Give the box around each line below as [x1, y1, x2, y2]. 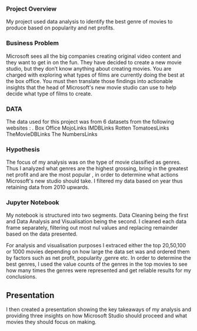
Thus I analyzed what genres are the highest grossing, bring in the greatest [6, 165, 188, 172]
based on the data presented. [6, 230, 78, 237]
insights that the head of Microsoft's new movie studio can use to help [6, 84, 176, 91]
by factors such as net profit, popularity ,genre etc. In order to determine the [6, 254, 191, 262]
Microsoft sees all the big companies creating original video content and [6, 52, 181, 59]
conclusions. [6, 273, 37, 280]
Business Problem [6, 39, 59, 47]
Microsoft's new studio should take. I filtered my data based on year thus [6, 177, 183, 184]
